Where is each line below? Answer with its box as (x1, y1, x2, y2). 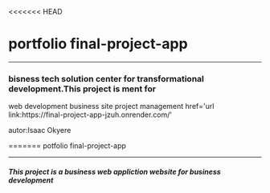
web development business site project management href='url (8, 102, 215, 111)
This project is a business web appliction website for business (8, 167, 221, 176)
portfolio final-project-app (8, 35, 188, 53)
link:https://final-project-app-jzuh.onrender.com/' (8, 110, 173, 119)
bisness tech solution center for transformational (8, 73, 205, 84)
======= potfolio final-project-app (8, 141, 127, 151)
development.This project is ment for (8, 83, 157, 94)
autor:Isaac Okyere (8, 126, 72, 135)
